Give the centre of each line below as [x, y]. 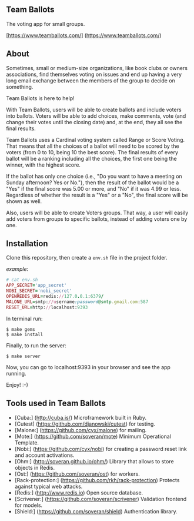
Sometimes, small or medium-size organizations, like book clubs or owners [97, 68]
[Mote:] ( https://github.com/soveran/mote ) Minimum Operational [93, 436]
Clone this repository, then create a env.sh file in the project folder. [87, 258]
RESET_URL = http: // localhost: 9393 [47, 307]
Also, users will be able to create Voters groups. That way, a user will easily [97, 213]
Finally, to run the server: [36, 345]
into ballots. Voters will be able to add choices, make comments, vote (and [96, 116]
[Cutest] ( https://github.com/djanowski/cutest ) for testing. [85, 424]
